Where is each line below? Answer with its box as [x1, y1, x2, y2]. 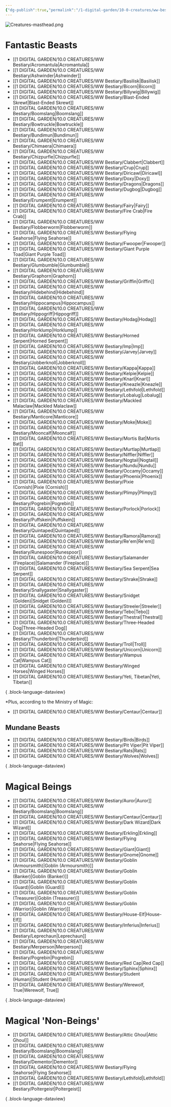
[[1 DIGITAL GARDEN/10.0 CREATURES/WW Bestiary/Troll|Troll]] [12, 641, 147, 647]
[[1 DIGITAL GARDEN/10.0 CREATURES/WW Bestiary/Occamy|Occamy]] [12, 467, 163, 474]
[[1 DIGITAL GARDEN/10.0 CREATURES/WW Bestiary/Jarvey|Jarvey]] [12, 349, 157, 355]
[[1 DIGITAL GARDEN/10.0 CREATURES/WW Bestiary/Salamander [12, 554, 149, 561]
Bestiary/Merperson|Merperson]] [12, 944, 82, 950]
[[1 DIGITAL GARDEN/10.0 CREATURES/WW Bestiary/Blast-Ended [12, 94, 150, 100]
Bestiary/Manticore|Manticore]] [12, 413, 79, 419]
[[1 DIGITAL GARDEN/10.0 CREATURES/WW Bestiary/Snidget [12, 592, 140, 598]
